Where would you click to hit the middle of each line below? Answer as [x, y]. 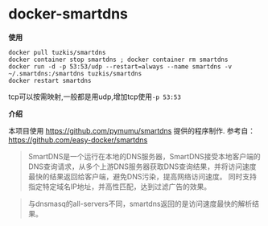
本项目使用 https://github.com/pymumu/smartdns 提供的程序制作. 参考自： [132, 130]
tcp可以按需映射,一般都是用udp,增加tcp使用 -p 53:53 [95, 97]
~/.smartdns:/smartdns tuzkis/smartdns [75, 73]
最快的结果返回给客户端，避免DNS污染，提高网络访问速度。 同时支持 [142, 176]
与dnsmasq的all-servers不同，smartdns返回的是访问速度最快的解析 [140, 203]
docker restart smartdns [50, 80]
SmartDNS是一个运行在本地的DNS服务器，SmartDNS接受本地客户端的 [144, 156]
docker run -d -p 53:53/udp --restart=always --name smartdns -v [120, 66]
